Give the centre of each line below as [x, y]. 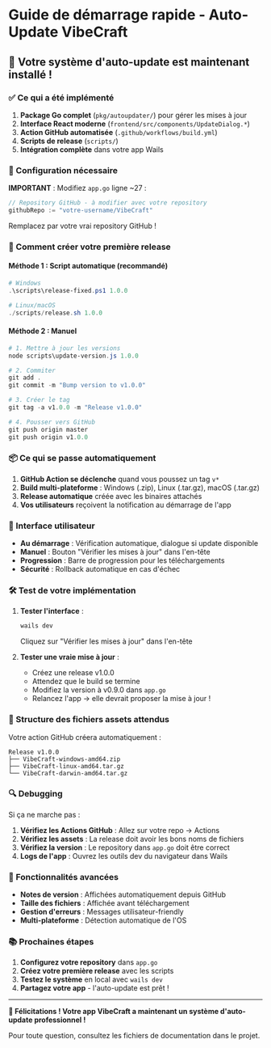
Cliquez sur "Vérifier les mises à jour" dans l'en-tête [106, 641]
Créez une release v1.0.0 [73, 673]
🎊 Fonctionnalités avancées [64, 877]
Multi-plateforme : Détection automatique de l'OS [103, 920]
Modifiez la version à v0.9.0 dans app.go [99, 690]
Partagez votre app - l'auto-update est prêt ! [94, 988]
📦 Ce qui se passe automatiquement [82, 458]
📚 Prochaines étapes [51, 942]
